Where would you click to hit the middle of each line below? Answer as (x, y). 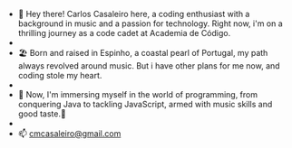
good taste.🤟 (42, 114)
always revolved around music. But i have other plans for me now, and (149, 66)
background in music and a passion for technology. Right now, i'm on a (150, 23)
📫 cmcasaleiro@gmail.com (69, 134)
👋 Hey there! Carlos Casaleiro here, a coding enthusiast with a (134, 14)
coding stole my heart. (60, 75)
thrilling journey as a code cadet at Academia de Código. (124, 33)
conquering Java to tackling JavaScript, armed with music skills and (145, 104)
